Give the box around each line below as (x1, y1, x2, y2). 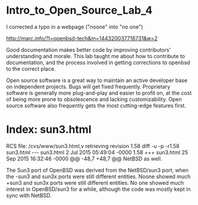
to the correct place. (6, 65, 56, 72)
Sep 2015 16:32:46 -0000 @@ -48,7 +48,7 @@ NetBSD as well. (6, 155, 162, 162)
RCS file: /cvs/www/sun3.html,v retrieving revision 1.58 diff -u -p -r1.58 (6, 142, 180, 149)
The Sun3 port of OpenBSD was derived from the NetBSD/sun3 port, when (6, 166, 189, 174)
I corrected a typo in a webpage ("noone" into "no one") (6, 23, 143, 30)
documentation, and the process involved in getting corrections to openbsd (6, 59, 191, 66)
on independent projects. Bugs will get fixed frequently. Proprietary (6, 83, 171, 90)
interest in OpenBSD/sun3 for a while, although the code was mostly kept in (6, 185, 191, 193)
